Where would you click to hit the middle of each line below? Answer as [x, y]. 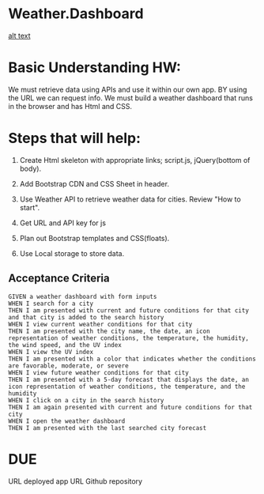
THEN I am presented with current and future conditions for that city [128, 310]
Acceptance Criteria [59, 279]
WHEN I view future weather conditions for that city [99, 372]
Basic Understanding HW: [95, 68]
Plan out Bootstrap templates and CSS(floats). [94, 238]
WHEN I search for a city [51, 304]
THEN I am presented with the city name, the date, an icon [109, 331]
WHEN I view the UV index [51, 352]
